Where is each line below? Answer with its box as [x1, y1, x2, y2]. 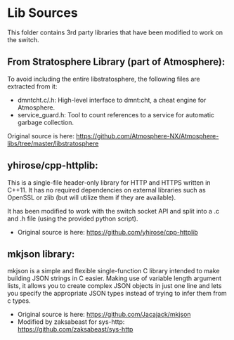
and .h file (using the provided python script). [7, 214, 138, 223]
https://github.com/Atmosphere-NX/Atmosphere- [76, 131, 219, 140]
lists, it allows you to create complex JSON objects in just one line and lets [7, 282, 222, 290]
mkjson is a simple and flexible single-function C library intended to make [7, 267, 220, 275]
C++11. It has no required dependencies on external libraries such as [7, 185, 206, 194]
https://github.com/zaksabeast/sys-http [17, 325, 134, 334]
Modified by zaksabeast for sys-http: [17, 318, 125, 326]
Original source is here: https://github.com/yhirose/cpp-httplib [17, 228, 198, 236]
